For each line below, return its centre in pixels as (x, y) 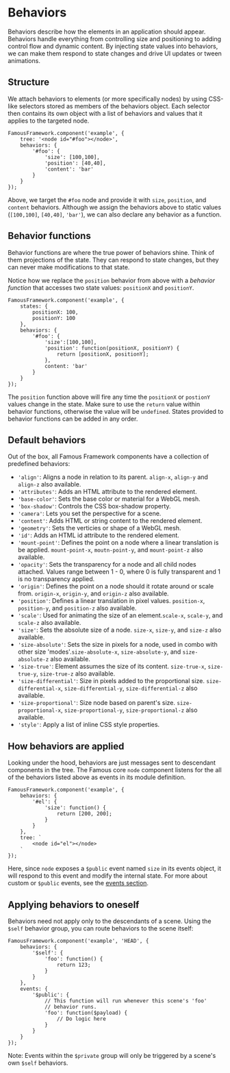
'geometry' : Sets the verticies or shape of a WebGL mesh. (99, 528)
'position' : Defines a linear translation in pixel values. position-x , (111, 601)
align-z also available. (49, 484)
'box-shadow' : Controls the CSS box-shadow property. (94, 506)
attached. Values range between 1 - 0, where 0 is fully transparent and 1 (119, 572)
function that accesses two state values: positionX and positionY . (101, 287)
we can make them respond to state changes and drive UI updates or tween (115, 53)
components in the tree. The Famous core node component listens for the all (115, 770)
